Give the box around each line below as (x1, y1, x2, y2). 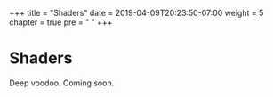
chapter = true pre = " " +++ (9, 17, 113, 28)
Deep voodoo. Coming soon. (9, 77, 115, 88)
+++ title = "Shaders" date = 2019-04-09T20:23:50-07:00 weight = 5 (9, 8, 264, 18)
